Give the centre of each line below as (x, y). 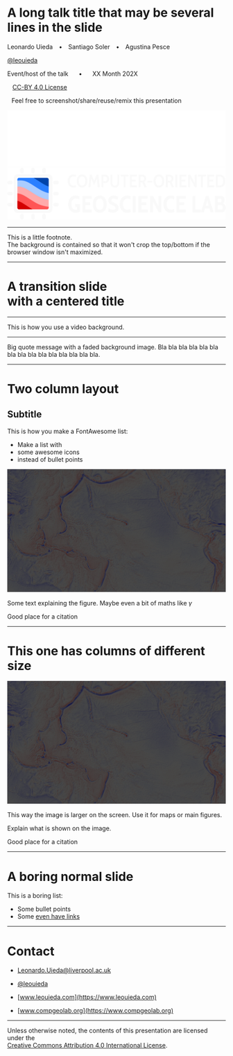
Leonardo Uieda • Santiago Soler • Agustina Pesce (89, 47)
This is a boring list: (35, 896)
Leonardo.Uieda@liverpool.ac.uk (64, 971)
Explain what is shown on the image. (59, 828)
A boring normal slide (70, 877)
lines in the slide (55, 27)
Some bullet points (44, 909)
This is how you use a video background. (66, 327)
